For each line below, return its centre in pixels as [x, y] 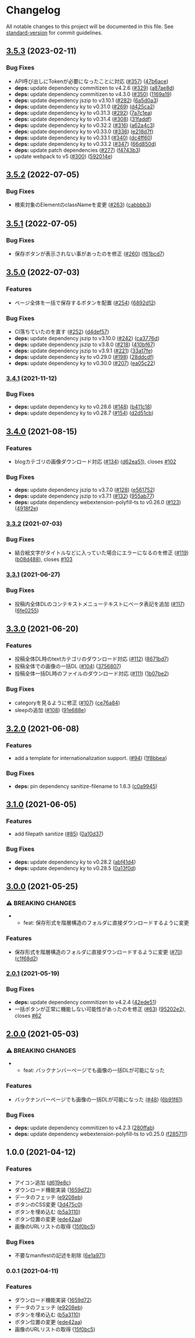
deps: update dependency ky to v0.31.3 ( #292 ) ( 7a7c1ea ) [83, 112]
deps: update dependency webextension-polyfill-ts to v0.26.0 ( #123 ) [98, 502]
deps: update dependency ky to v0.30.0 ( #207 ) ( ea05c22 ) [85, 363]
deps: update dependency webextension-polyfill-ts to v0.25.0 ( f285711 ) [101, 1134]
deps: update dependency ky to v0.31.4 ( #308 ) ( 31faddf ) [83, 119]
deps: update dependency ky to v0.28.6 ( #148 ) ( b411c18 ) [83, 407]
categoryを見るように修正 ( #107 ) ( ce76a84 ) [67, 703]
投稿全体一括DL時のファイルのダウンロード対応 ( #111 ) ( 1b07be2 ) [92, 673]
